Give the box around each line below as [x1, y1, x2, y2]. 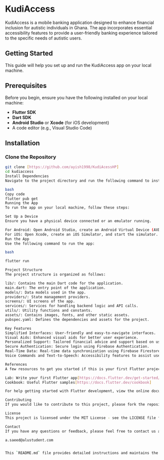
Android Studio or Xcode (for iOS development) [12, 120, 109, 125]
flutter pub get [5, 196, 38, 201]
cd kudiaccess [5, 169, 34, 174]
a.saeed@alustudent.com [5, 438, 54, 442]
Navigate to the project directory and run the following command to [5, 178, 150, 183]
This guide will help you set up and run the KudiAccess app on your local [5, 62, 152, 68]
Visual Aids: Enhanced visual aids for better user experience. [5, 335, 139, 340]
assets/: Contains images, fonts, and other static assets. [5, 313, 130, 317]
